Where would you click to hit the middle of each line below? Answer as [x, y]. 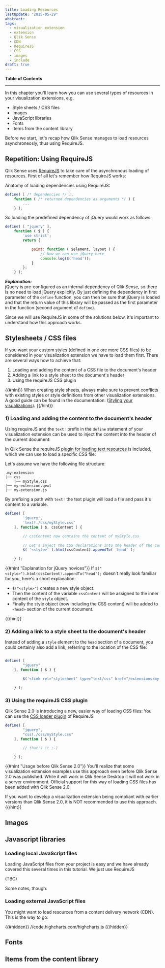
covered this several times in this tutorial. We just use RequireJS [70, 869]
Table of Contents [24, 79]
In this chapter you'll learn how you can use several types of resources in [79, 93]
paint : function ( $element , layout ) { [73, 249]
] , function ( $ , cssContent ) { [48, 527]
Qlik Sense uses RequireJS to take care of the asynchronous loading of [77, 170]
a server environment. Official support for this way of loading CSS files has [81, 782]
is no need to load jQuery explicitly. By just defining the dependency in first [81, 292]
